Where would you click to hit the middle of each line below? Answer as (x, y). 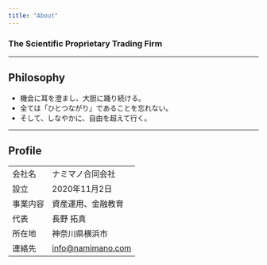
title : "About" (33, 16)
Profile (25, 151)
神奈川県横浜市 (80, 233)
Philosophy (37, 78)
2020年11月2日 (82, 189)
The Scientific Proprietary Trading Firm (85, 43)
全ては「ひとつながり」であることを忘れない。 (96, 107)
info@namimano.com (92, 247)
